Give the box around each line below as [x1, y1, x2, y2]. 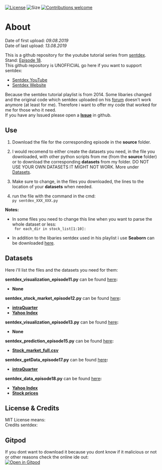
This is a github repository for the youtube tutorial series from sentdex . [5, 52, 146, 58]
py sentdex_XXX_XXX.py [12, 198, 58, 203]
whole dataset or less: [12, 221, 57, 227]
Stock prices [12, 390, 39, 396]
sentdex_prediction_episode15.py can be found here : [5, 338, 114, 344]
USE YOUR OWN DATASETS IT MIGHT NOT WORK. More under [12, 164, 139, 170]
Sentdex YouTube [12, 77, 48, 82]
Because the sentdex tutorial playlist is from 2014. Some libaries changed [5, 91, 152, 97]
